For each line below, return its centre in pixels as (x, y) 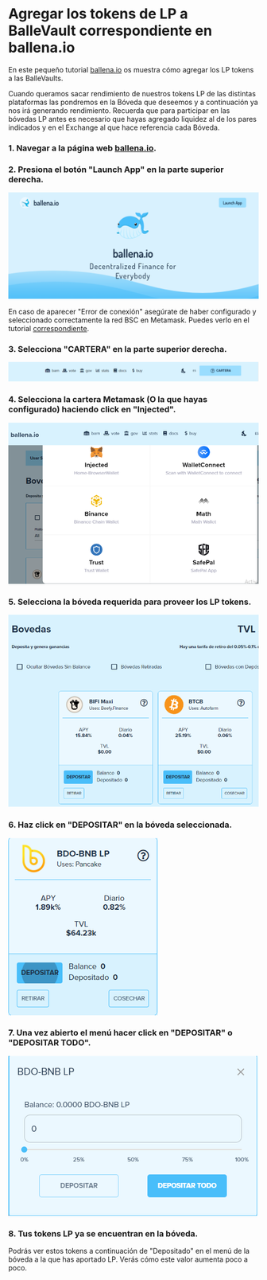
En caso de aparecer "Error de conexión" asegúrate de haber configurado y (132, 311)
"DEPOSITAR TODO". (50, 1043)
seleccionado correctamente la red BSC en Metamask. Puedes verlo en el (129, 320)
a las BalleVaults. (36, 78)
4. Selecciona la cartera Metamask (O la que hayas (108, 400)
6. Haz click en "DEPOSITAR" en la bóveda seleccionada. (120, 825)
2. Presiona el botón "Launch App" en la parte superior (116, 170)
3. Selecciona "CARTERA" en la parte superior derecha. (118, 349)
